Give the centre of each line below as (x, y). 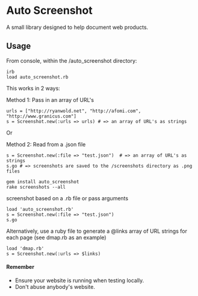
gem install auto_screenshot (43, 181)
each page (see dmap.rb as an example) (56, 237)
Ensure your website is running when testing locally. (79, 280)
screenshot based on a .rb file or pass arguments (67, 198)
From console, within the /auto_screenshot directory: (72, 60)
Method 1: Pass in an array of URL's (50, 99)
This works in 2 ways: (33, 88)
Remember (20, 267)
